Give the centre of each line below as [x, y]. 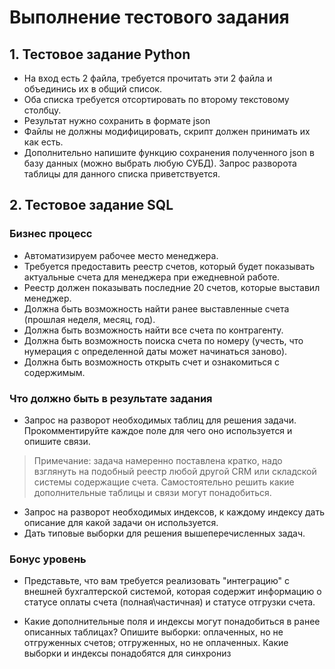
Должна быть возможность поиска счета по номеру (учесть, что [163, 340]
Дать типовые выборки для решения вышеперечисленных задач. [164, 533]
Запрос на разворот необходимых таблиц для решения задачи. [160, 420]
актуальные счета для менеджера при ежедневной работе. [152, 277]
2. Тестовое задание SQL [91, 205]
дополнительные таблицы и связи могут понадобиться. [152, 492]
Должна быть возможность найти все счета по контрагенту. [153, 330]
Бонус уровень [48, 559]
